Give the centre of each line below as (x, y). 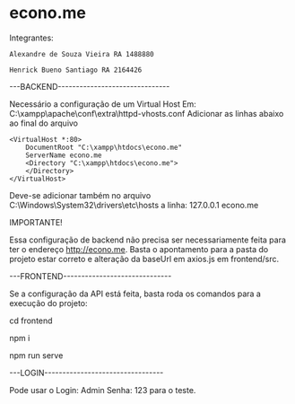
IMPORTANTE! (36, 222)
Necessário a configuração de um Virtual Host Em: (103, 104)
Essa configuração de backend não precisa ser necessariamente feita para (148, 240)
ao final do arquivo (44, 123)
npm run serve (36, 355)
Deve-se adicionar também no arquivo (80, 195)
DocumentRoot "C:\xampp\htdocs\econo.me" (104, 147)
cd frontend (31, 321)
